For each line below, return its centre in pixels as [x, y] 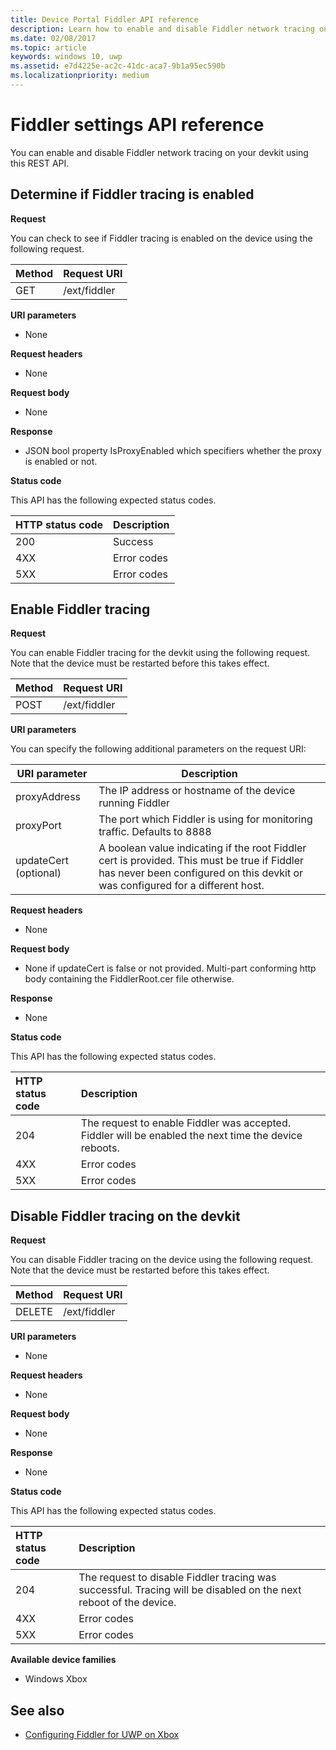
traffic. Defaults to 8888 [155, 832]
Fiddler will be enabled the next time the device [191, 1136]
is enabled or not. [61, 461]
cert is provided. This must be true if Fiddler [201, 861]
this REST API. [40, 163]
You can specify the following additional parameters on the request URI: [158, 749]
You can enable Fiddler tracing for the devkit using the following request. [160, 653]
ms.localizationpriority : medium [80, 76]
